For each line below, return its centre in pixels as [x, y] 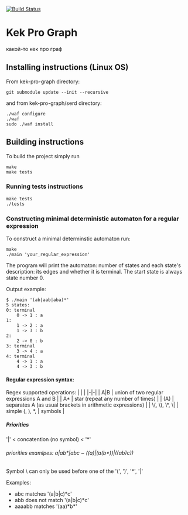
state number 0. [25, 278]
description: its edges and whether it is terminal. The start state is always [94, 272]
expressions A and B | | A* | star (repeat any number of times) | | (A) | [90, 399]
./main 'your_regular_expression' [48, 255]
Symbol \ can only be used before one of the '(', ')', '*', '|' [75, 471]
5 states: [18, 305]
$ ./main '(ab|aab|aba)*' [37, 300]
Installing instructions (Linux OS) [67, 67]
